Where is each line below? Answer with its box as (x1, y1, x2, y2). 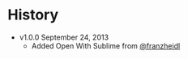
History (7, 6, 59, 24)
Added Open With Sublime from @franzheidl (31, 40, 181, 50)
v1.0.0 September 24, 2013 (19, 32, 109, 42)
